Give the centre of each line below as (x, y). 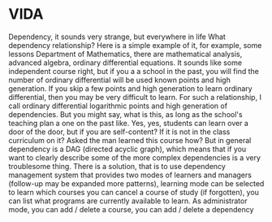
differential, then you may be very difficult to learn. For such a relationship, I (135, 97)
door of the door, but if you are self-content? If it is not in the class (119, 132)
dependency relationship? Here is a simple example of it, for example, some (135, 45)
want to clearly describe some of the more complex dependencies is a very (135, 157)
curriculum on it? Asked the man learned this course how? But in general (130, 140)
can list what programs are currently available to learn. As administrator (128, 201)
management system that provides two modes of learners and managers (130, 175)
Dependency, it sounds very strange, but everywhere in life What (117, 37)
